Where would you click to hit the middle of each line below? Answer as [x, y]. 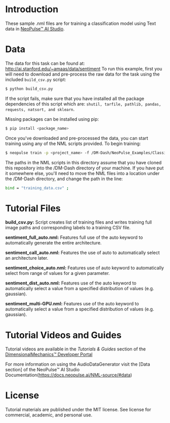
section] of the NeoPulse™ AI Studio [42, 370]
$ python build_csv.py [29, 89]
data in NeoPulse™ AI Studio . [35, 28]
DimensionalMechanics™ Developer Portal [49, 355]
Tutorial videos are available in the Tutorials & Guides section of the [76, 349]
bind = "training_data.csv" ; [37, 188]
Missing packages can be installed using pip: [52, 119]
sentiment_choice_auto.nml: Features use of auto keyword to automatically [85, 268]
